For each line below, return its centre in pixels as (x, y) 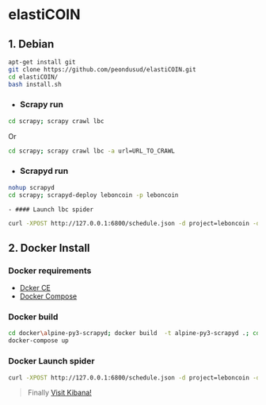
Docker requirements (50, 270)
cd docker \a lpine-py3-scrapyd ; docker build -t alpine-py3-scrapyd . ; (129, 334)
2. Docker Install (49, 248)
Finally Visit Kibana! (60, 393)
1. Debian (31, 44)
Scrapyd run (44, 171)
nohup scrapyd (32, 187)
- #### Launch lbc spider (51, 209)
